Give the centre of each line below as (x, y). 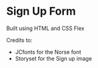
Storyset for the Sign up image (54, 58)
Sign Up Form (41, 11)
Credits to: (19, 40)
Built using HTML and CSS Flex (45, 28)
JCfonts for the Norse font (48, 52)
